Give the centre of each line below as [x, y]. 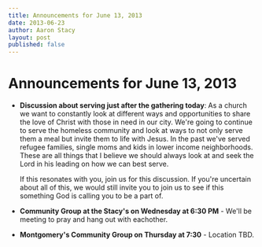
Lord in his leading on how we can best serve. [94, 164]
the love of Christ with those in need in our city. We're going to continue [136, 122]
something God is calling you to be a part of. [91, 196]
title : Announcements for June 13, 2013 [76, 15]
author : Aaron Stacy [42, 30]
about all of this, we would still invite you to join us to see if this [122, 188]
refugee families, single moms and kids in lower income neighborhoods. [136, 147]
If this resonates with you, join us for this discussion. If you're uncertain [135, 179]
